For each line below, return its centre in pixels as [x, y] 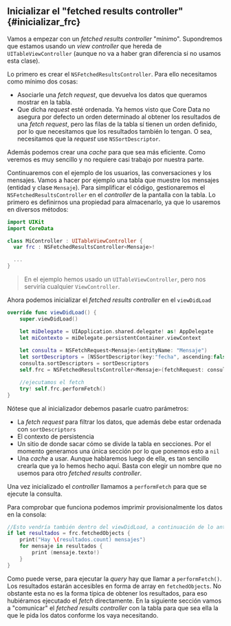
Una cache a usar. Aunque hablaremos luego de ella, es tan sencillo [113, 458]
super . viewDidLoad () [49, 319]
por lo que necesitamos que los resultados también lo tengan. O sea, [114, 131]
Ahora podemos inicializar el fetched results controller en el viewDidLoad [109, 300]
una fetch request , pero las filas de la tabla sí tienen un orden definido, [117, 124]
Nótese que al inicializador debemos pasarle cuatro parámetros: [98, 408]
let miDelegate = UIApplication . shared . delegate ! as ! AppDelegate [117, 331]
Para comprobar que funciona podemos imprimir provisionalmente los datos [115, 507]
